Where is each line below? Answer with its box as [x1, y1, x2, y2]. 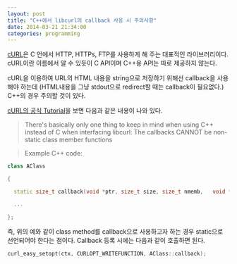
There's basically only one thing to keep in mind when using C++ [24, 120, 214, 129]
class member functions [42, 135, 113, 144]
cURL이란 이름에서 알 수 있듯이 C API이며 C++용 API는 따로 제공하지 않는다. [7, 59, 217, 68]
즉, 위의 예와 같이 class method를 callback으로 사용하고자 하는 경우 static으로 [7, 227, 224, 236]
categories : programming [7, 30, 80, 37]
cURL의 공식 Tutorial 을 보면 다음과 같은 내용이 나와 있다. [7, 106, 163, 115]
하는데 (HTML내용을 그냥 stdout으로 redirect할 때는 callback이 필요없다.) [20, 82, 224, 92]
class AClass [7, 163, 46, 170]
